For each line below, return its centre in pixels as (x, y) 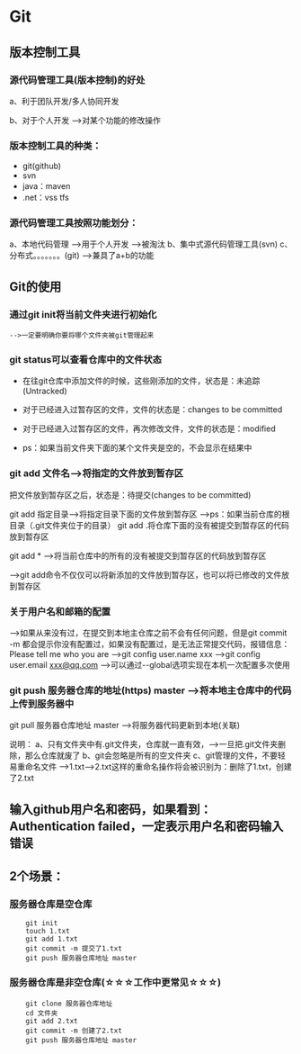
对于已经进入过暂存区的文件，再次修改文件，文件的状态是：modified (149, 428)
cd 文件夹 (42, 1013)
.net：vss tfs (45, 198)
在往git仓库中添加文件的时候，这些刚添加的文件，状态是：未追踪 (141, 381)
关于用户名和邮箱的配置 (60, 611)
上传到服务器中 (42, 704)
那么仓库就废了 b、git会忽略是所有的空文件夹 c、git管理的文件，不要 (151, 756)
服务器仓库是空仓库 (51, 905)
